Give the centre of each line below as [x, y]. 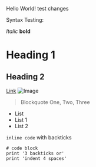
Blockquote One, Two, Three [55, 102]
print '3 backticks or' [35, 153]
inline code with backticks [39, 137]
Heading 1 [31, 55]
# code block [22, 148]
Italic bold [18, 31]
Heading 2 [26, 77]
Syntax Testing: [25, 20]
